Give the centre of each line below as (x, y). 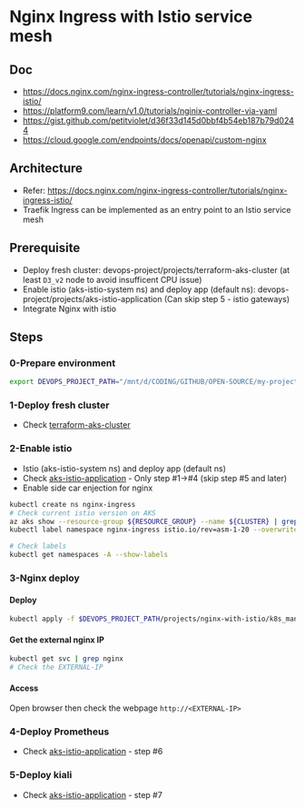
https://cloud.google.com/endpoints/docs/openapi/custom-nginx (144, 140)
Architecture (46, 169)
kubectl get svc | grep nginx (67, 659)
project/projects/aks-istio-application (92, 298)
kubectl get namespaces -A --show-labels (89, 555)
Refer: (34, 190)
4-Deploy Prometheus (59, 732)
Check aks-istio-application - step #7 (93, 794)
